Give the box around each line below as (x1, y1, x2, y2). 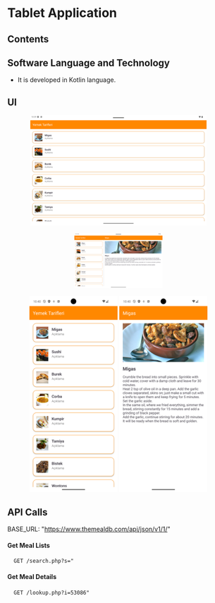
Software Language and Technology (7, 56, 171, 68)
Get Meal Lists (7, 541, 51, 549)
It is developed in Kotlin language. (17, 76, 116, 84)
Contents (7, 33, 49, 45)
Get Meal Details (7, 573, 57, 581)
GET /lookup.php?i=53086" (13, 589, 90, 596)
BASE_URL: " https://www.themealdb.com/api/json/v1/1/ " (7, 525, 171, 534)
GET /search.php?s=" (13, 558, 74, 565)
